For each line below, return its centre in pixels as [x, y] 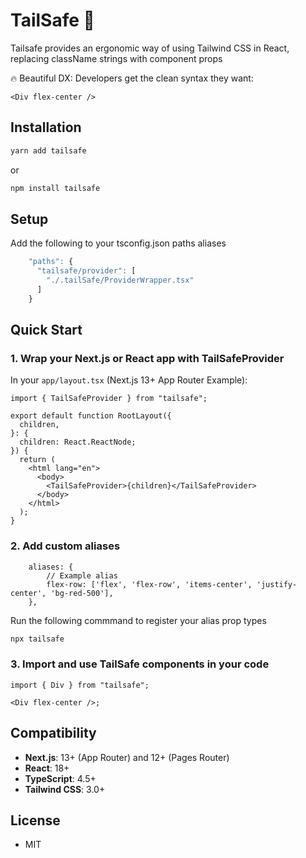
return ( [37, 460]
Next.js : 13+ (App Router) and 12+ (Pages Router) [127, 757]
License [35, 820]
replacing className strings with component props [116, 58]
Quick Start [46, 330]
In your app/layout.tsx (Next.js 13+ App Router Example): [129, 380]
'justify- [277, 584]
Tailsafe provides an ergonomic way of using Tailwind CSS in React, [150, 48]
